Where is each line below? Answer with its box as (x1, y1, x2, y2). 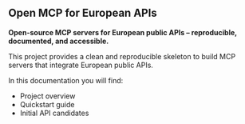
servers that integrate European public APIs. (8, 60, 154, 70)
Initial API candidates (19, 108, 89, 118)
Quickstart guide (19, 99, 75, 109)
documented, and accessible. (8, 36, 109, 46)
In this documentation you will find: (8, 75, 124, 85)
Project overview (19, 91, 76, 101)
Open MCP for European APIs (8, 6, 157, 20)
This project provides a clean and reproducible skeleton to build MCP (8, 51, 236, 61)
